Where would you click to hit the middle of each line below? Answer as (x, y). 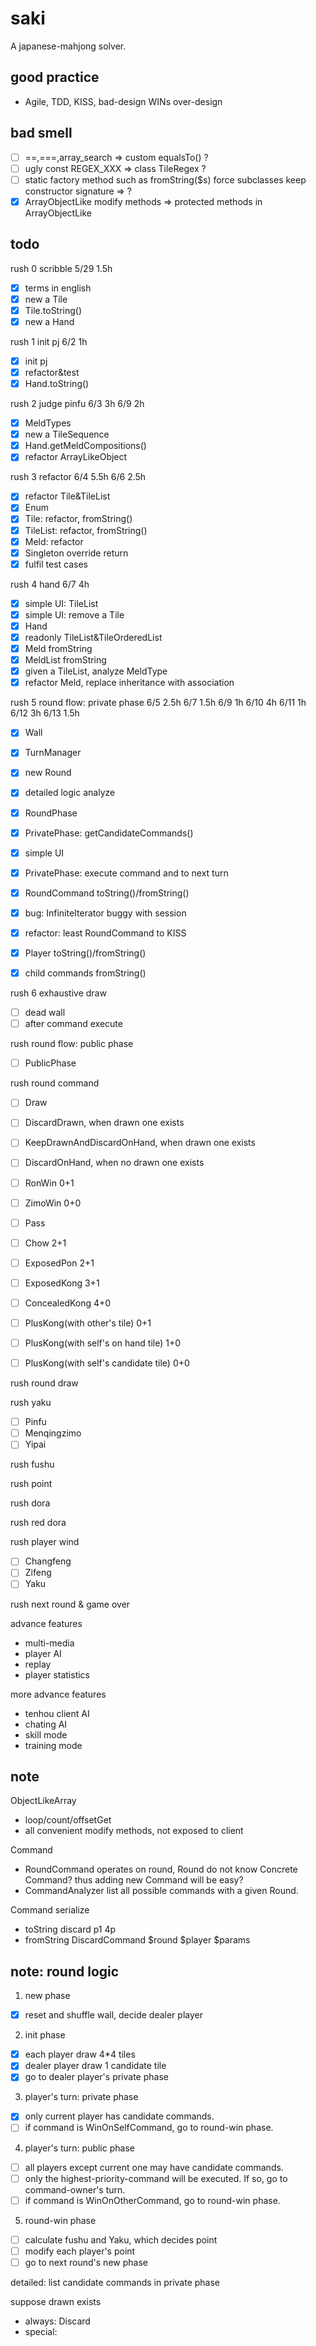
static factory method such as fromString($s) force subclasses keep (165, 179)
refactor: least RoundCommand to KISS (105, 933)
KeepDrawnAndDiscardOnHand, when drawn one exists (140, 1143)
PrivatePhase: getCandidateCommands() (109, 833)
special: (41, 2331)
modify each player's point (80, 2251)
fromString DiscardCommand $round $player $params (137, 1940)
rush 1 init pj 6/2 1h (49, 341)
